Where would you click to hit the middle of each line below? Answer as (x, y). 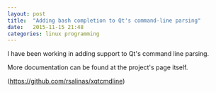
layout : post (27, 14)
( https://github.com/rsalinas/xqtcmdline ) (66, 81)
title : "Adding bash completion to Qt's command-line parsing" (104, 21)
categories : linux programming (53, 34)
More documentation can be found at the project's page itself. (98, 67)
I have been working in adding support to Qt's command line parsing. (108, 54)
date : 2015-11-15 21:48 (45, 27)
